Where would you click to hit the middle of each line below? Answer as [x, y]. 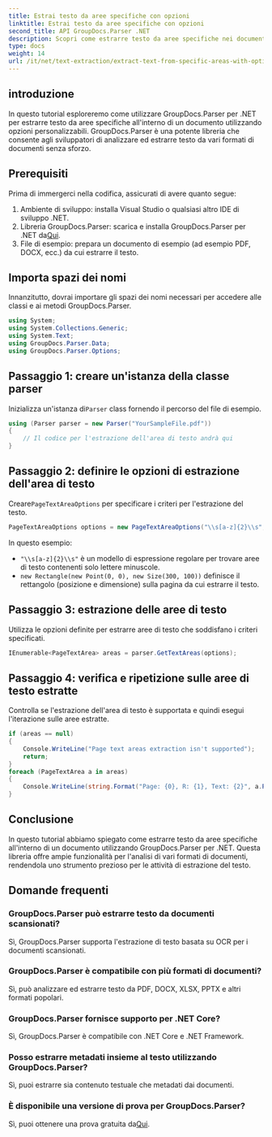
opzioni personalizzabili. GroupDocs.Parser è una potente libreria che [124, 131]
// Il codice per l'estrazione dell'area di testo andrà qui [128, 439]
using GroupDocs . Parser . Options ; [65, 351]
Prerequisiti [38, 174]
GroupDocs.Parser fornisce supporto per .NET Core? [115, 1018]
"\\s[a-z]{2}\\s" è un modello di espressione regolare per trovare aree [140, 558]
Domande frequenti [59, 891]
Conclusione [41, 820]
